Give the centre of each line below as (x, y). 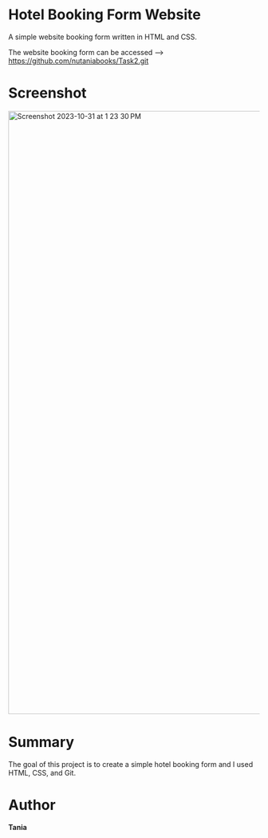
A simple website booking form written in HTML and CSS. (103, 37)
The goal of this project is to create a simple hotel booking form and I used (131, 764)
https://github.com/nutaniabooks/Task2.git (79, 61)
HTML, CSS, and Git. (42, 772)
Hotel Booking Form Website (104, 15)
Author (32, 805)
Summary (41, 743)
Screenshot (47, 93)
